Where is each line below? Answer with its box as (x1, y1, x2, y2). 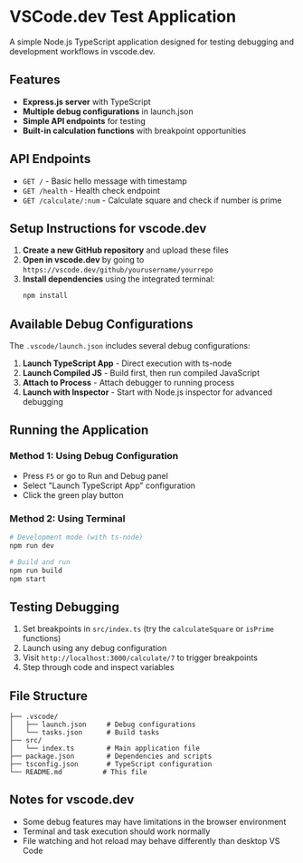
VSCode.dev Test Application (9, 6, 237, 27)
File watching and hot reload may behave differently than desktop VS (22, 835, 280, 846)
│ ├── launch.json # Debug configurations (9, 720, 196, 730)
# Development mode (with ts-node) (9, 532, 144, 542)
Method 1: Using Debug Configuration (9, 450, 179, 463)
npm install (22, 292, 68, 301)
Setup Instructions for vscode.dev (9, 220, 207, 236)
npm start (9, 574, 47, 583)
